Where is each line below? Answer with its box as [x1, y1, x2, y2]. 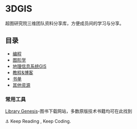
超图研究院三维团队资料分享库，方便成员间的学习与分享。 [5, 20, 124, 26]
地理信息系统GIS [12, 63, 47, 69]
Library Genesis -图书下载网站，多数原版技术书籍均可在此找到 [5, 108, 132, 114]
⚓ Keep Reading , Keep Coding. [5, 118, 71, 124]
